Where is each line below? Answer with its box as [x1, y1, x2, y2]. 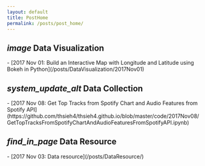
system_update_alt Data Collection [7, 83, 143, 93]
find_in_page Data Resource [7, 137, 117, 147]
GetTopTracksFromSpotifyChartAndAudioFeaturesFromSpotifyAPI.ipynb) [7, 119, 190, 126]
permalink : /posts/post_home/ [7, 20, 84, 26]
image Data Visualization [7, 43, 104, 53]
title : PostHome [7, 15, 48, 21]
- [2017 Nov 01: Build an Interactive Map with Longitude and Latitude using [7, 59, 195, 67]
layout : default [7, 9, 48, 15]
